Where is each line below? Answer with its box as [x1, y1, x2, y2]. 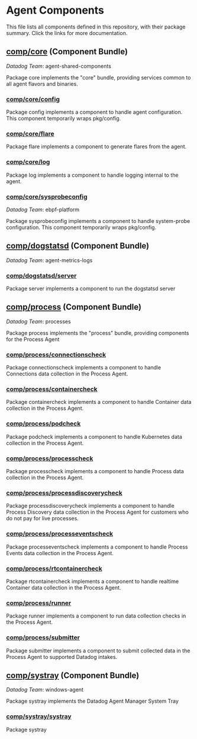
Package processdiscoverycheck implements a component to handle [6, 502, 175, 509]
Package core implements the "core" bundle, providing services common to [6, 74, 191, 81]
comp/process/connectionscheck [6, 351, 106, 359]
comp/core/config [6, 95, 60, 103]
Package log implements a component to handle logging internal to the [6, 171, 179, 179]
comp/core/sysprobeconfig [6, 192, 88, 200]
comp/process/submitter [6, 633, 80, 642]
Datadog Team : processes [6, 318, 71, 325]
